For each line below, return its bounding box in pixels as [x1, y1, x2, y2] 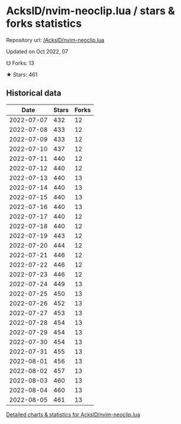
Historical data [6, 88, 62, 99]
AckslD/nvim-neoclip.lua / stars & [6, 4, 176, 18]
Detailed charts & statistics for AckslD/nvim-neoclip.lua [6, 411, 140, 418]
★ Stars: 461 [6, 71, 38, 78]
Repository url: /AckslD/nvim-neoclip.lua [6, 36, 105, 43]
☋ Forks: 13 [6, 59, 34, 67]
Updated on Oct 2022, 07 [6, 48, 69, 55]
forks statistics [6, 17, 82, 30]
